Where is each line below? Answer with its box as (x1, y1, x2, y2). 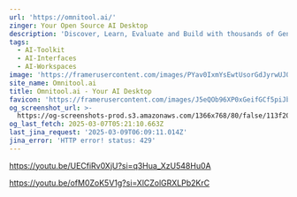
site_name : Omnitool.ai (9, 79, 97, 87)
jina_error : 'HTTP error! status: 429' (9, 136, 156, 145)
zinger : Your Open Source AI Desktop (9, 21, 148, 30)
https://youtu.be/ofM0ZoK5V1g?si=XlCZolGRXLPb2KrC (9, 178, 210, 188)
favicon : (9, 95, 42, 104)
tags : (9, 37, 29, 47)
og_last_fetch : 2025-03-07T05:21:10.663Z (9, 120, 164, 129)
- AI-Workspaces (17, 63, 77, 72)
